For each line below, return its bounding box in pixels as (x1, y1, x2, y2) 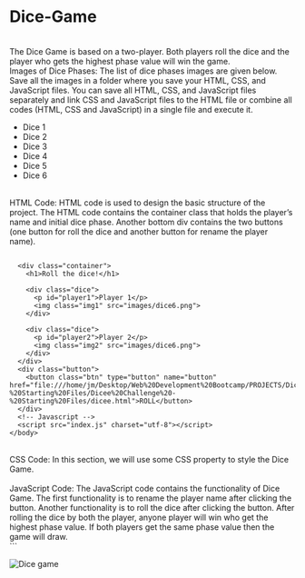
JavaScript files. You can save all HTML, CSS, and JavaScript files (9, 85, 257, 95)
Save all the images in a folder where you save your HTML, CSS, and (9, 75, 266, 85)
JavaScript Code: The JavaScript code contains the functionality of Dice (9, 483, 280, 493)
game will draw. (9, 531, 68, 542)
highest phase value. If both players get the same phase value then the (9, 521, 275, 533)
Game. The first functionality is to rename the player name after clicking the (9, 493, 292, 503)
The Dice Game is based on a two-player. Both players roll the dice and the (9, 45, 290, 56)
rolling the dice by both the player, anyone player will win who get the (9, 512, 269, 523)
